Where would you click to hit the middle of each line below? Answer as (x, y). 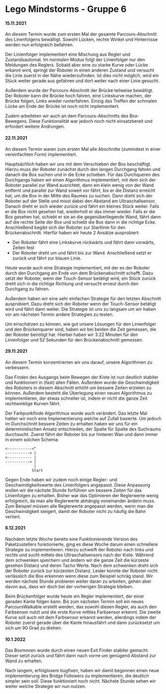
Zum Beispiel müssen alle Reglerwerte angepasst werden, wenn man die (79, 506)
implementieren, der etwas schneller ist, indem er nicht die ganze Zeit (76, 398)
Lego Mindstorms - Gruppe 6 (66, 9)
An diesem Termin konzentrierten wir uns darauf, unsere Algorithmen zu (79, 362)
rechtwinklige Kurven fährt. (33, 403)
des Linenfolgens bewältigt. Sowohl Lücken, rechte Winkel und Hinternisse (81, 40)
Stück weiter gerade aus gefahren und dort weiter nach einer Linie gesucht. (82, 81)
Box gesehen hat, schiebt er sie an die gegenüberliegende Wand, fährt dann (83, 217)
